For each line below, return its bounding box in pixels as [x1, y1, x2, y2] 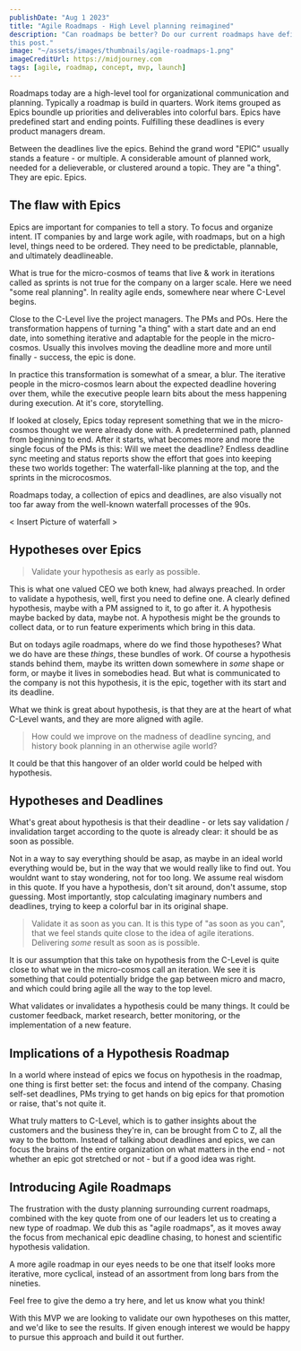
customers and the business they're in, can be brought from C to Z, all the [9, 1125, 282, 1136]
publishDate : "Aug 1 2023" [9, 13, 110, 22]
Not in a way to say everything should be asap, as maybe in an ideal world [9, 853, 284, 864]
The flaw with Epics [9, 198, 121, 213]
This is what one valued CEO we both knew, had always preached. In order [9, 584, 286, 594]
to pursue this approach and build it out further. [9, 1331, 185, 1342]
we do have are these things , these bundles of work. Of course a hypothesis [9, 648, 291, 659]
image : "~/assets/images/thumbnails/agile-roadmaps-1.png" [9, 47, 235, 56]
